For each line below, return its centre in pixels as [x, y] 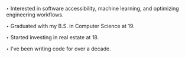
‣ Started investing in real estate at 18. [53, 37]
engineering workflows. [35, 15]
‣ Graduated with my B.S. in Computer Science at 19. [70, 26]
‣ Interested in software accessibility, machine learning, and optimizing [92, 8]
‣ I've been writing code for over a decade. [59, 49]
